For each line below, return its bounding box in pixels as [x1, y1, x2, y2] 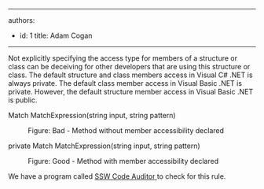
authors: [8, 16, 35, 24]
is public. [8, 95, 38, 105]
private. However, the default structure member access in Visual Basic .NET [8, 87, 254, 96]
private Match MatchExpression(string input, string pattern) [8, 141, 200, 150]
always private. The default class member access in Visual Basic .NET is [8, 79, 242, 87]
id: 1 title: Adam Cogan [19, 31, 93, 40]
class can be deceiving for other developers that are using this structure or [8, 62, 251, 71]
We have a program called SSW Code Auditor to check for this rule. [8, 172, 226, 181]
